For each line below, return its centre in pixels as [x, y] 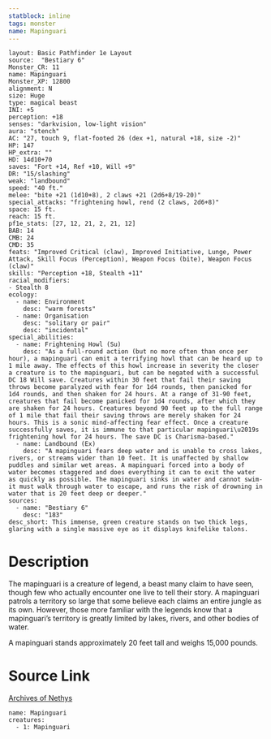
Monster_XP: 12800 [39, 82]
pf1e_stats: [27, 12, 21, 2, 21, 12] [72, 224]
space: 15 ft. [32, 210]
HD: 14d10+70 [30, 160]
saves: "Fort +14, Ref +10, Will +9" [72, 167]
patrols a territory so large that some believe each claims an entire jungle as [135, 601]
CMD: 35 [22, 245]
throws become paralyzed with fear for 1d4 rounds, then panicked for [130, 387]
